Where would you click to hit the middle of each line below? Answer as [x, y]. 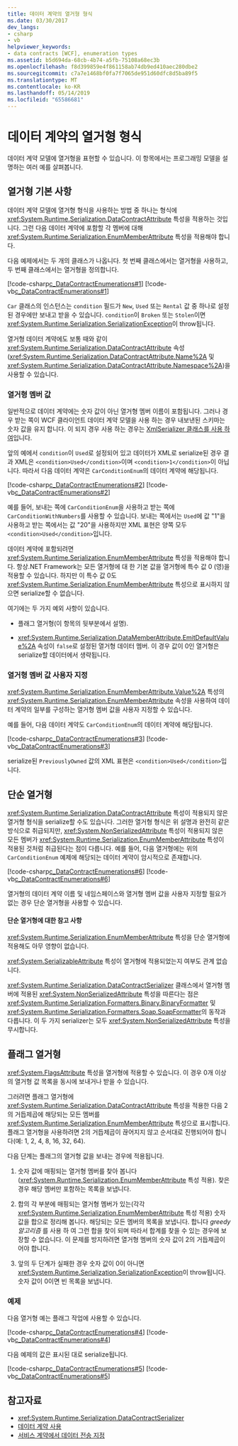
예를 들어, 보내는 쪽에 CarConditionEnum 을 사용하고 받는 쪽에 [91, 507]
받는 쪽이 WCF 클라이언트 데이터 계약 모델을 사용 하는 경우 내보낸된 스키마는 [120, 420]
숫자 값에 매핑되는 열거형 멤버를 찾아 [68, 1171]
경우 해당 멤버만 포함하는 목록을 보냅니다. [74, 1189]
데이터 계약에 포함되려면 [41, 549]
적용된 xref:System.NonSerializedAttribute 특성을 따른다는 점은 [110, 994]
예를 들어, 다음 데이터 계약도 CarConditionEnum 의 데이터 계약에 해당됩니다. [110, 724]
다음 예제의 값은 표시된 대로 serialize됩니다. [68, 1354]
